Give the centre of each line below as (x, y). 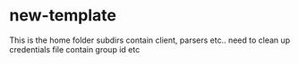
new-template (63, 16)
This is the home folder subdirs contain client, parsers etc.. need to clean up (150, 40)
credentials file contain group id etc (75, 49)
